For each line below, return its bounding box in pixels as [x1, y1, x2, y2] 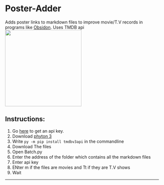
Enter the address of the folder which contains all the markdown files [12, 154, 151, 160]
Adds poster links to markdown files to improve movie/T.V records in [5, 19, 143, 25]
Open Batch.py [12, 149, 42, 155]
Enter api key [12, 159, 39, 165]
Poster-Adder [5, 3, 61, 14]
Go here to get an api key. [12, 128, 64, 134]
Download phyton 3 [12, 133, 52, 139]
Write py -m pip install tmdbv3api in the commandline [12, 138, 124, 144]
